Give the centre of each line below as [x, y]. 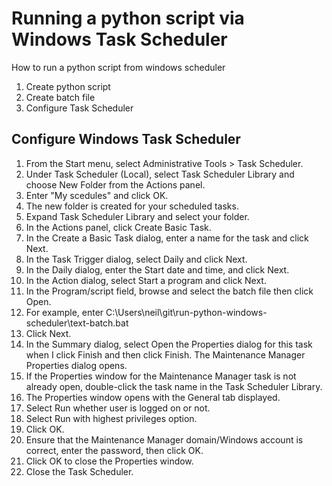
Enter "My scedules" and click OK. [97, 195]
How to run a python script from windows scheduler [118, 67]
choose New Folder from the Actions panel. [115, 184]
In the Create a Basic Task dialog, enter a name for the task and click [167, 238]
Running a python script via [128, 18]
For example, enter [64, 312]
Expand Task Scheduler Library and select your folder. [137, 216]
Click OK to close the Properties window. [109, 461]
